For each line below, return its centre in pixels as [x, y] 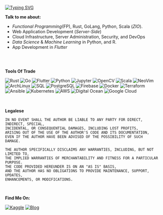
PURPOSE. [14, 162]
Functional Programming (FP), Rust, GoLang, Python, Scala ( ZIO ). [77, 26]
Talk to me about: [23, 17]
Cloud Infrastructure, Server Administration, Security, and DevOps [79, 37]
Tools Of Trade [20, 71]
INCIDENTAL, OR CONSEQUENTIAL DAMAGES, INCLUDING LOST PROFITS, [72, 128]
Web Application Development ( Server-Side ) [57, 31]
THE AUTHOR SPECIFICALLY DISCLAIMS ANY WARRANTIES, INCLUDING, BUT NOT [79, 150]
